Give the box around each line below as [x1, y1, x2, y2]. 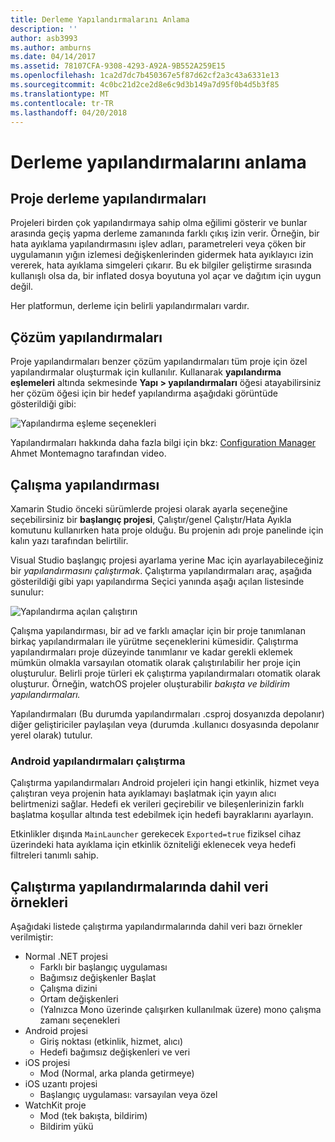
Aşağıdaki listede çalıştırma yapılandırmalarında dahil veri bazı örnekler [10, 921, 303, 933]
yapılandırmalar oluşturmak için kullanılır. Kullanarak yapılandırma [10, 366, 282, 378]
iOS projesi [24, 1057, 71, 1069]
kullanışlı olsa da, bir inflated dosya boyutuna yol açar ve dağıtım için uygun [10, 270, 322, 282]
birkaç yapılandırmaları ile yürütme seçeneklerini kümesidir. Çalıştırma [10, 636, 299, 647]
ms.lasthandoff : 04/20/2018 [10, 107, 128, 118]
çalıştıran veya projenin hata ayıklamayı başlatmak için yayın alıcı [10, 787, 277, 800]
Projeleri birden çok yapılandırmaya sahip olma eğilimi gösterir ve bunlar [10, 217, 308, 229]
